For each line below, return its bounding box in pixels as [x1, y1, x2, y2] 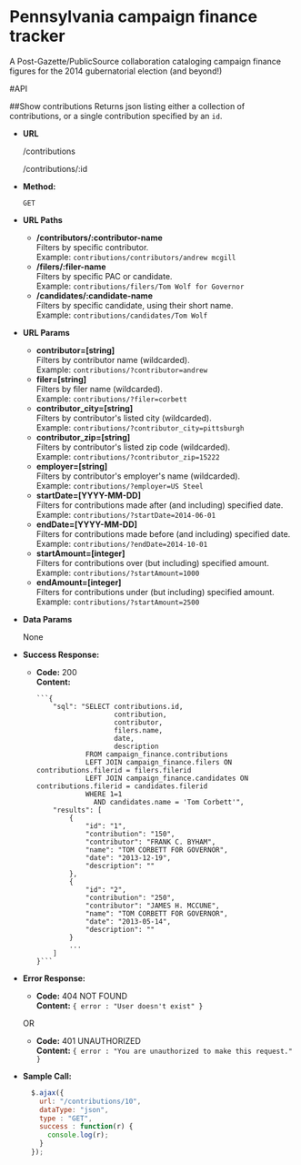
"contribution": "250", [85, 893, 176, 902]
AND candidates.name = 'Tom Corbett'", [93, 797, 245, 806]
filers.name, [113, 725, 164, 734]
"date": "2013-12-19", [85, 853, 171, 862]
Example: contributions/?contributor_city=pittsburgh [35, 421, 245, 433]
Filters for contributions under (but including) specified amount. [35, 586, 275, 597]
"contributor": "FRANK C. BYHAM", [85, 837, 216, 846]
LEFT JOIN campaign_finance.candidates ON [85, 774, 248, 783]
